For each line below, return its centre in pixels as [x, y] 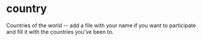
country [27, 9]
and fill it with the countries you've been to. [60, 31]
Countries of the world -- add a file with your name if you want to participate [101, 25]
